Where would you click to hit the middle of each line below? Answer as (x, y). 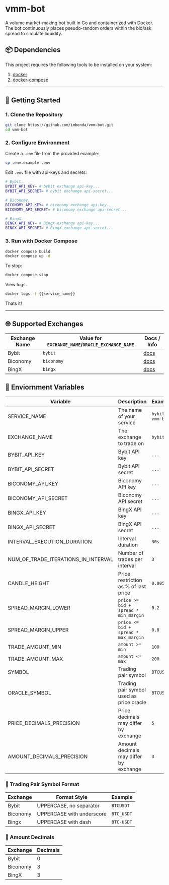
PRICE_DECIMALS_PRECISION (44, 723)
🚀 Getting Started (33, 101)
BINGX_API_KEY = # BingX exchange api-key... (53, 223)
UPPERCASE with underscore (72, 813)
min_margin (131, 615)
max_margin (131, 637)
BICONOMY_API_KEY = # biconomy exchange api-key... (59, 205)
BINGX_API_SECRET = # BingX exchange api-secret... (59, 228)
